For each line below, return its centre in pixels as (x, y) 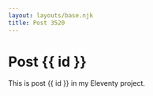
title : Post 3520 (37, 23)
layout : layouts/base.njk (50, 15)
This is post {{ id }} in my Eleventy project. (77, 83)
